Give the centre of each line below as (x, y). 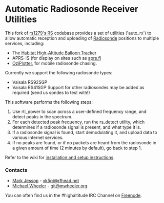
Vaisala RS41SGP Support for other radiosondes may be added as (78, 87)
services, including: (25, 43)
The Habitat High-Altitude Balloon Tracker (54, 53)
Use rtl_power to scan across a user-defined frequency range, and (79, 112)
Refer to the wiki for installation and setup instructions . (60, 157)
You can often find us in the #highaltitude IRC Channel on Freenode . (73, 195)
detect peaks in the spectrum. (42, 116)
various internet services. (38, 137)
